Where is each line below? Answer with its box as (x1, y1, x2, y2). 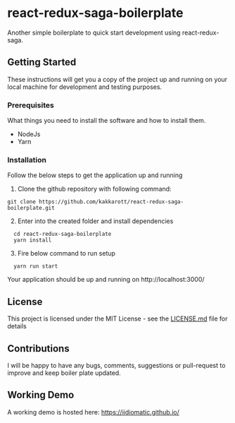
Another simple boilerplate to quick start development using (7, 28, 181, 37)
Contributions (7, 342, 70, 355)
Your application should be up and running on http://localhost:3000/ (7, 275, 205, 284)
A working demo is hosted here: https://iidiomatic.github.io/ (7, 407, 179, 416)
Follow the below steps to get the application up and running (7, 171, 183, 179)
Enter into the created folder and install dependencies (17, 217, 174, 225)
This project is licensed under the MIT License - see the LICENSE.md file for (7, 314, 228, 323)
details (7, 322, 27, 330)
